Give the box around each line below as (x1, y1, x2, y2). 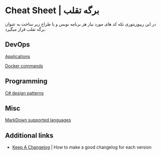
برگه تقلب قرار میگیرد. (5, 26, 46, 32)
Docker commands (5, 63, 43, 68)
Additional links (5, 131, 54, 139)
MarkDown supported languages (5, 117, 71, 123)
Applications (5, 53, 30, 59)
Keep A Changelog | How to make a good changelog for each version (12, 144, 152, 150)
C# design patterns (5, 90, 44, 96)
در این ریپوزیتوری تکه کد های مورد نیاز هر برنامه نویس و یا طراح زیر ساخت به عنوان (5, 21, 156, 27)
